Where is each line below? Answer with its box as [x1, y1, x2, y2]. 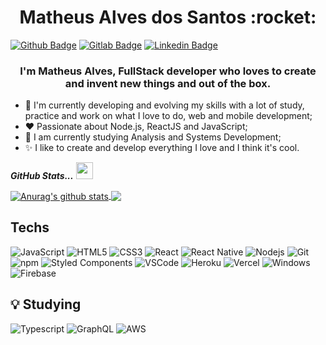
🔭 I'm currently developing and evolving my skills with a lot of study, [24, 99, 305, 111]
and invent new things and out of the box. [64, 76, 272, 90]
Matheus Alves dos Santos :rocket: [19, 6, 317, 29]
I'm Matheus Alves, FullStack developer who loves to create [19, 64, 317, 78]
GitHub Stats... [10, 170, 74, 182]
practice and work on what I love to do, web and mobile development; [24, 110, 313, 122]
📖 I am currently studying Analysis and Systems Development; [24, 131, 282, 143]
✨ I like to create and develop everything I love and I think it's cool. [24, 142, 300, 154]
